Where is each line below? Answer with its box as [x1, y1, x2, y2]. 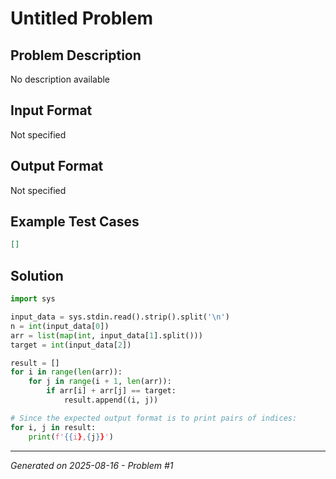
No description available [10, 73, 111, 85]
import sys [10, 294, 56, 304]
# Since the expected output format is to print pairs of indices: [10, 413, 298, 423]
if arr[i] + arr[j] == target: [46, 386, 177, 396]
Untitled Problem [10, 7, 154, 30]
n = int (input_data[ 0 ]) [10, 321, 110, 331]
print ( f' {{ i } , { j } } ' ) [28, 432, 114, 442]
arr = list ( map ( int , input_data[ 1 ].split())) [10, 330, 203, 341]
